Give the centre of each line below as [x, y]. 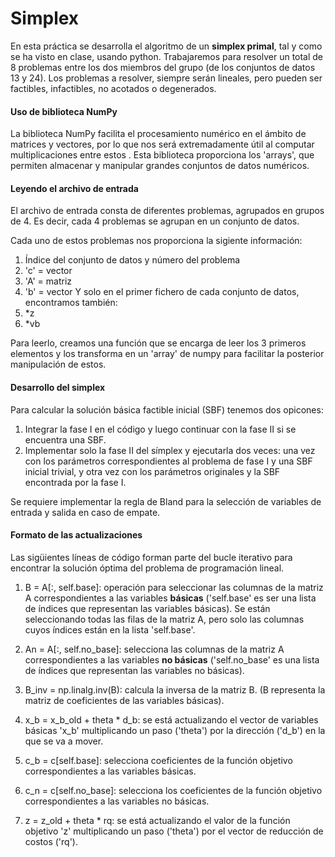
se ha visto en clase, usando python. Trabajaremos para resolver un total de [167, 56]
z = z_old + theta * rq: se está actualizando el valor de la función [157, 820]
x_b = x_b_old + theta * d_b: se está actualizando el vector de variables [171, 719]
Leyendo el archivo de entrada [74, 188]
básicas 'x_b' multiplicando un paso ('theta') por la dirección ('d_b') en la [175, 730]
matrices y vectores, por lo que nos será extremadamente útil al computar [162, 144]
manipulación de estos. [58, 364]
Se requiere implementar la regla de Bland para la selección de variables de [166, 501]
